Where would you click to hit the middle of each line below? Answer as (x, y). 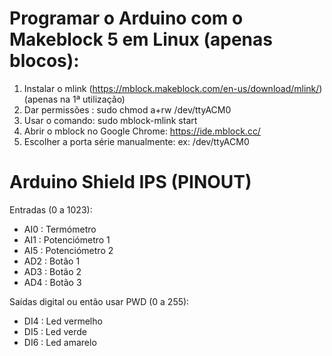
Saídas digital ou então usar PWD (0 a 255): (99, 301)
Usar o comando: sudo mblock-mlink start (110, 120)
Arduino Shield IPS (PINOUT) (130, 182)
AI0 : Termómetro (60, 229)
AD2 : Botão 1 (52, 261)
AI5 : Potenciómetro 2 (68, 250)
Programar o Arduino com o (126, 18)
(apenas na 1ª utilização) (74, 99)
